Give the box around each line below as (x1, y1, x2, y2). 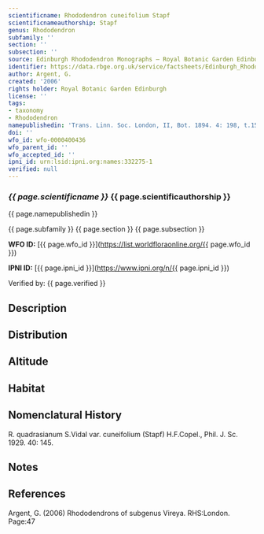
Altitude (8, 355, 49, 369)
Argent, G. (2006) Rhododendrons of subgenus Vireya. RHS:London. (8, 508, 230, 517)
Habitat (8, 381, 46, 395)
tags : (8, 99, 26, 107)
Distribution (8, 328, 68, 342)
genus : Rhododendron (8, 26, 76, 34)
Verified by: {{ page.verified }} (8, 279, 106, 288)
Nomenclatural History (8, 409, 122, 422)
